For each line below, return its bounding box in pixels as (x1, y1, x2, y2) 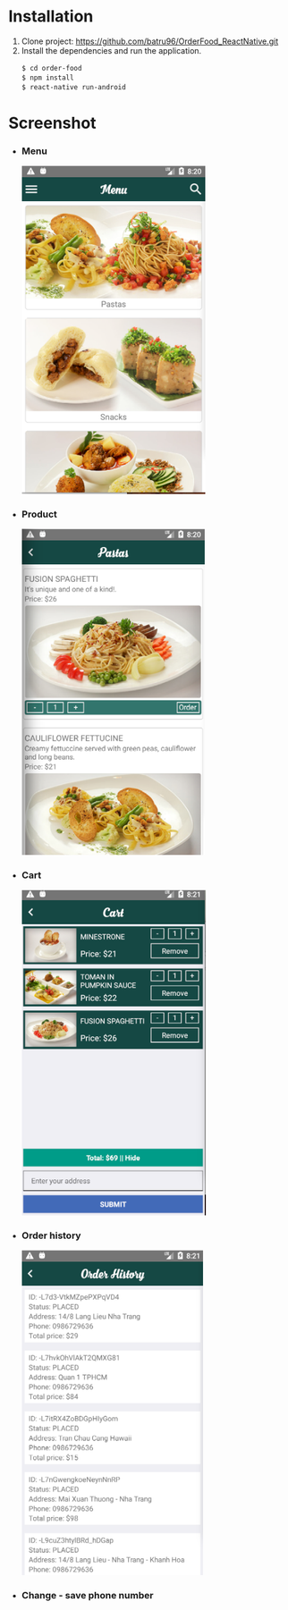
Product (21, 508, 57, 520)
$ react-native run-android (21, 82, 126, 91)
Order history (21, 1229, 81, 1242)
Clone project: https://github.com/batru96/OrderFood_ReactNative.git (21, 36, 279, 46)
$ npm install (21, 73, 74, 82)
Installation (8, 6, 94, 27)
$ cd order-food (21, 63, 82, 72)
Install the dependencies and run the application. (21, 45, 202, 55)
